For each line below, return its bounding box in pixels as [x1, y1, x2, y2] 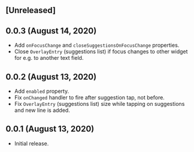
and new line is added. [14, 107, 70, 114]
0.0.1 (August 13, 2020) [5, 124, 95, 134]
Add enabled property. [14, 87, 69, 95]
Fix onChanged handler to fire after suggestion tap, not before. [14, 94, 165, 101]
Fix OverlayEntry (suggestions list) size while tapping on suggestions [14, 101, 185, 108]
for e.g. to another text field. [14, 54, 84, 62]
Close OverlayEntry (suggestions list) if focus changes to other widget [14, 48, 188, 55]
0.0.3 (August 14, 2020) [5, 26, 97, 36]
